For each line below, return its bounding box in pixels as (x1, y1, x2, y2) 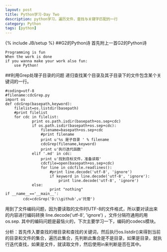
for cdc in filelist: (14, 115, 59, 120)
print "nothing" (49, 187, 83, 192)
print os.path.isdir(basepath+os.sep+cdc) (31, 119, 121, 124)
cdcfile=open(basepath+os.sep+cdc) (40, 161, 114, 166)
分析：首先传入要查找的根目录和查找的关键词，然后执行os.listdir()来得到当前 (5, 229, 161, 235)
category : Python (5, 21, 41, 26)
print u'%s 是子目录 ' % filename (40, 137, 109, 142)
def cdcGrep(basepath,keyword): (5, 101, 72, 107)
